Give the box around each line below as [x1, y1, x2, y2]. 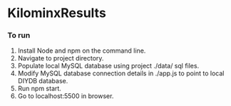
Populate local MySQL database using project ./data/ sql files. [17, 62, 200, 70]
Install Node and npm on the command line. [17, 46, 146, 55]
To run [7, 31, 31, 41]
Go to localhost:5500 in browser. [17, 92, 114, 100]
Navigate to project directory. [17, 54, 104, 63]
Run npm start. [17, 84, 62, 93]
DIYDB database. [17, 77, 68, 85]
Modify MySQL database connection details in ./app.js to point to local [17, 69, 225, 78]
